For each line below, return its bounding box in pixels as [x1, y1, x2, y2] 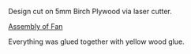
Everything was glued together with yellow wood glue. [8, 37, 185, 46]
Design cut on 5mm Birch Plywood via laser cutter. [8, 7, 172, 16]
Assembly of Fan [8, 22, 63, 31]
